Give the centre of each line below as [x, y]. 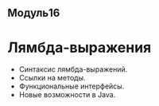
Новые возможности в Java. [67, 95]
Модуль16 [34, 13]
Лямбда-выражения [79, 47]
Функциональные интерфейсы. [72, 86]
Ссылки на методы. [52, 78]
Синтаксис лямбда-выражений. [73, 69]
